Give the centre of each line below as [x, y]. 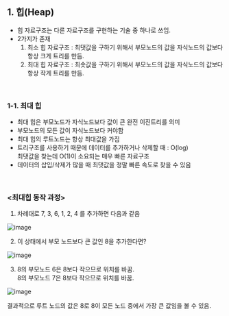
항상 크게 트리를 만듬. [56, 56]
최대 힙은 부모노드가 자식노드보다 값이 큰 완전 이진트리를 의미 [98, 122]
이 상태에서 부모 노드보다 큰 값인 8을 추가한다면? [82, 241]
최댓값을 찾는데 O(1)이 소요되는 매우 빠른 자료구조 [83, 156]
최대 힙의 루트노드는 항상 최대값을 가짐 [68, 139]
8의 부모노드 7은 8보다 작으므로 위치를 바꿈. [75, 278]
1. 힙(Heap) [31, 12]
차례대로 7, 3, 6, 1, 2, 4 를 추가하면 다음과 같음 [79, 214]
